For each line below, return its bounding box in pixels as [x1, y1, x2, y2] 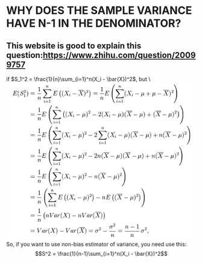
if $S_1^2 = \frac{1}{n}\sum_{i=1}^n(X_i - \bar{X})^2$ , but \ [6, 76, 151, 82]
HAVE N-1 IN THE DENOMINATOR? [6, 16, 181, 30]
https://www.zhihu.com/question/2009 [42, 50, 196, 60]
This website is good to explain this [6, 41, 142, 51]
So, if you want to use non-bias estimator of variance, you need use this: [6, 241, 187, 248]
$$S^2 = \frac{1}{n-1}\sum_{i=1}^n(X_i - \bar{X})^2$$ [35, 250, 168, 258]
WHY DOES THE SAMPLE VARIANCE [6, 4, 192, 18]
